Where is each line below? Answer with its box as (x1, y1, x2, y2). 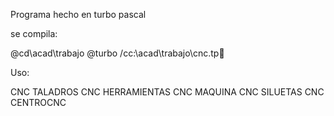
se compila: (10, 28, 58, 39)
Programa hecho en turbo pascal (10, 9, 147, 20)
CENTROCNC (10, 97, 67, 108)
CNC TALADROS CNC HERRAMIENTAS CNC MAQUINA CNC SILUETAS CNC (10, 86, 325, 98)
